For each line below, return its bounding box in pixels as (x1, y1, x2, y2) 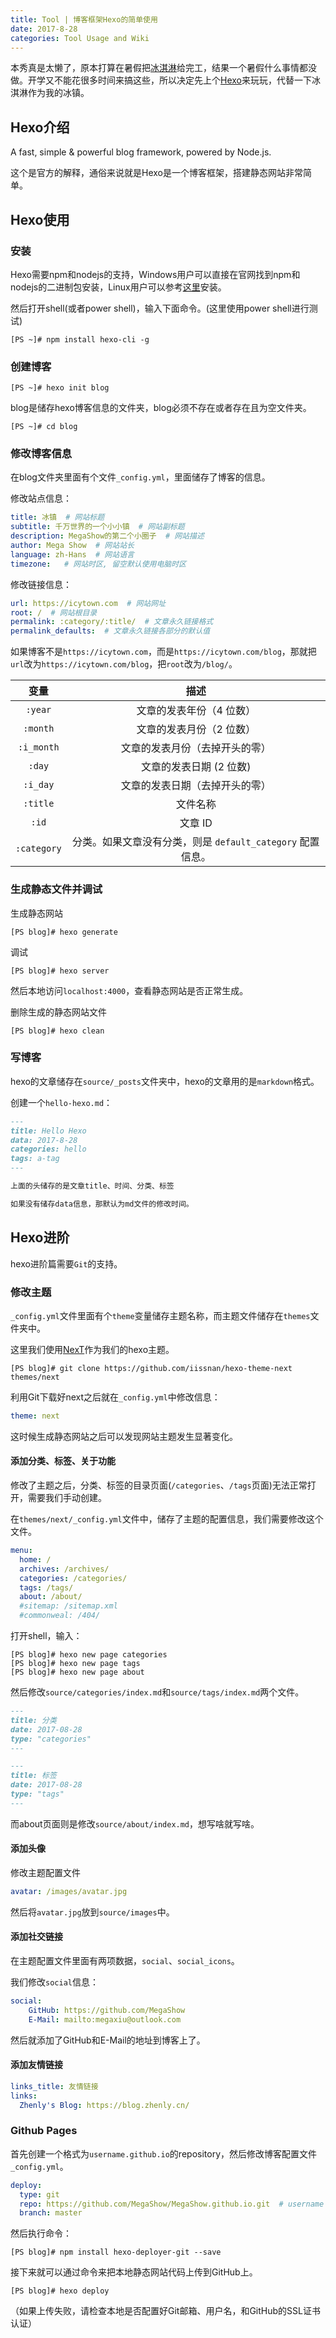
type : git (19, 2189, 60, 2200)
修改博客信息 (10, 447, 73, 461)
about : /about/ (19, 1592, 83, 1602)
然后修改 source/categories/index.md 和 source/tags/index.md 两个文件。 (10, 1686, 305, 1698)
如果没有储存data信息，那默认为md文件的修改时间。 (10, 1199, 194, 1209)
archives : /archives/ (19, 1564, 110, 1574)
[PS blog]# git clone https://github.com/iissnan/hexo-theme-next (10, 1363, 293, 1373)
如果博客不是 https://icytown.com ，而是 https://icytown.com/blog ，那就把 (10, 646, 317, 658)
